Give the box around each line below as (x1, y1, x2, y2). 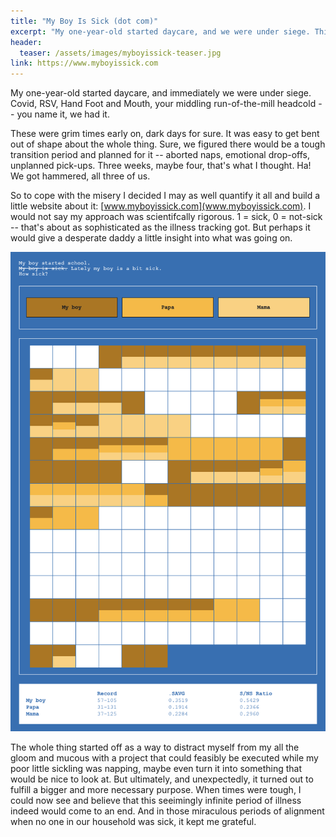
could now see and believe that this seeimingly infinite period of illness (10, 794, 302, 806)
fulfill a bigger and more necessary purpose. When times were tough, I (10, 783, 302, 795)
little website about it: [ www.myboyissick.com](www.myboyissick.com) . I (10, 200, 312, 212)
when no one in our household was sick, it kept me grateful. (10, 815, 257, 827)
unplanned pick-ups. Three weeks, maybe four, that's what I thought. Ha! (10, 160, 312, 172)
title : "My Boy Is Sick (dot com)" (10, 16, 159, 26)
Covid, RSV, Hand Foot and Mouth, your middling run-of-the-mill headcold (10, 98, 317, 110)
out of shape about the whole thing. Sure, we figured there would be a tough (10, 138, 326, 150)
